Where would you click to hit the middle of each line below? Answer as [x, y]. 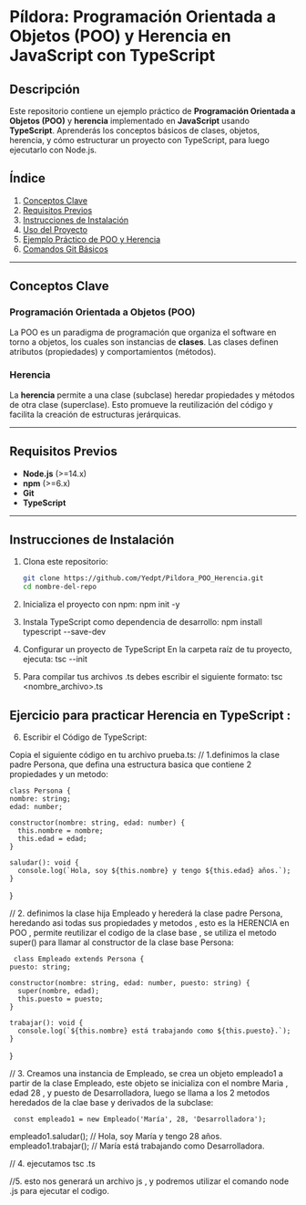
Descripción [45, 89]
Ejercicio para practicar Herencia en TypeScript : [150, 715]
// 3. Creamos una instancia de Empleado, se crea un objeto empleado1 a [147, 1073]
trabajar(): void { [46, 1023]
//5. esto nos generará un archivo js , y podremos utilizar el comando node [149, 1181]
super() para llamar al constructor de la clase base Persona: [122, 942]
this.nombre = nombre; [61, 831]
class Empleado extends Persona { [79, 959]
